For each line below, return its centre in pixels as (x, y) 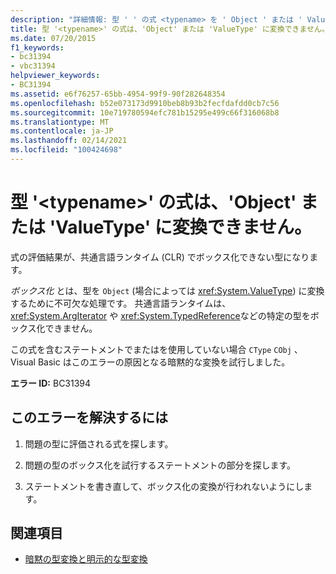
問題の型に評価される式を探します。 (99, 443)
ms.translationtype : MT (60, 122)
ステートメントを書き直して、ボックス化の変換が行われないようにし (164, 486)
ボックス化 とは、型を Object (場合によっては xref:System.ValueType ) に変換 (167, 290)
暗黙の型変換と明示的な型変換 (86, 559)
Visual (23, 362)
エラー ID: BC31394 (51, 383)
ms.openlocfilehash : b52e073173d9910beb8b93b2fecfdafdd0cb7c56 (145, 103)
